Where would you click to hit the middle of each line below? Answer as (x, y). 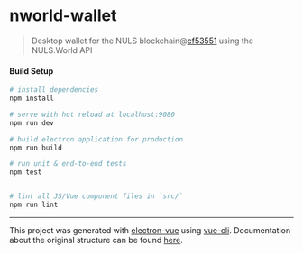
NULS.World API (62, 50)
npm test (26, 172)
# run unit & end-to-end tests (68, 164)
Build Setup (32, 71)
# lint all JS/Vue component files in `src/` (96, 196)
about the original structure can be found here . (96, 240)
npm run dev (32, 122)
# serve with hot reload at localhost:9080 (92, 114)
